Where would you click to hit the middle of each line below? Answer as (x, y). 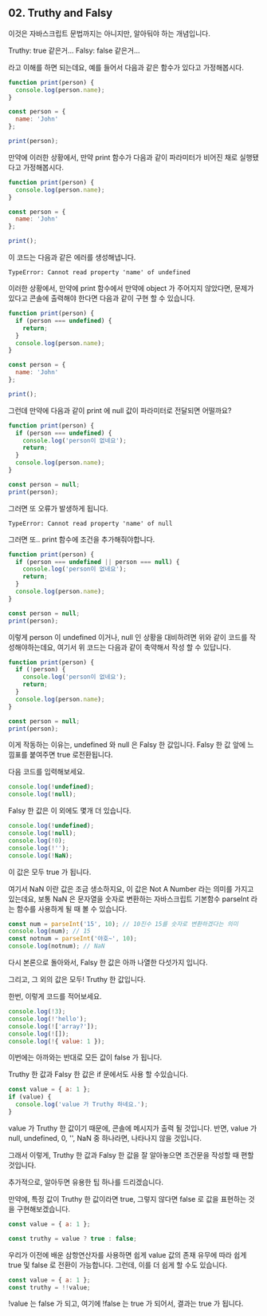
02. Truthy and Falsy (61, 13)
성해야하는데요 (31, 647)
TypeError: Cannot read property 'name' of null (90, 523)
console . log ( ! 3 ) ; (37, 1012)
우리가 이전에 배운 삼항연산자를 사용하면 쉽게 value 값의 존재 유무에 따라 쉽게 (128, 1254)
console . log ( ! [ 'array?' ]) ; (53, 1026)
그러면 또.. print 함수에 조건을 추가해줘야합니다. (82, 539)
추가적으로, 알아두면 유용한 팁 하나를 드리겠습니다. (86, 1182)
